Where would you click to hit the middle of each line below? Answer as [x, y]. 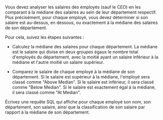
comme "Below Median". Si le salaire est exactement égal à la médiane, [84, 87]
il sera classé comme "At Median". [46, 92]
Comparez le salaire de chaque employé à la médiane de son [73, 72]
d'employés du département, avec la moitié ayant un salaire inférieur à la [85, 57]
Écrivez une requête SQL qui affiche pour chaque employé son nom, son [78, 102]
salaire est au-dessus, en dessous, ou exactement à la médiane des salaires [81, 22]
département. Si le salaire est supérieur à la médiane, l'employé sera [81, 77]
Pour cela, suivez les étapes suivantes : [45, 37]
